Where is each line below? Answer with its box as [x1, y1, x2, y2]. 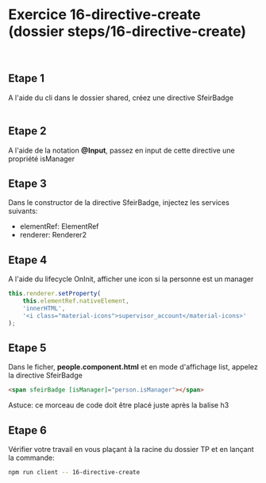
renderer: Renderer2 [19, 230, 87, 240]
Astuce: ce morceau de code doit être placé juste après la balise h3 [8, 400, 229, 410]
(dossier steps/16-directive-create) [8, 22, 247, 41]
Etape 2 [8, 125, 47, 138]
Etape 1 [8, 71, 45, 85]
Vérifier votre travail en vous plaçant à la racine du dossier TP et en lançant [8, 445, 254, 454]
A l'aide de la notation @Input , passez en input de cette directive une [8, 145, 236, 155]
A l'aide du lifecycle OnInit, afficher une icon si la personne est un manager [8, 274, 254, 284]
